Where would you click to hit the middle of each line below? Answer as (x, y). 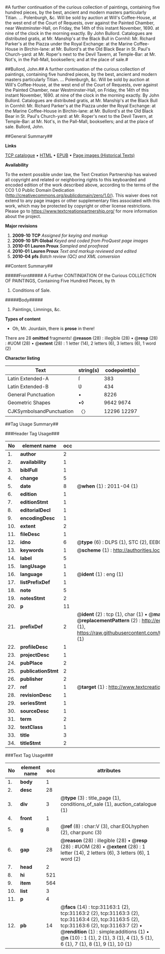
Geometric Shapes (29, 403)
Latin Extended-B (28, 387)
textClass (32, 727)
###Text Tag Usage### (29, 755)
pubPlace (32, 663)
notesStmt (33, 598)
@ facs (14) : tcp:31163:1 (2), (95, 907)
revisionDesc (36, 695)
